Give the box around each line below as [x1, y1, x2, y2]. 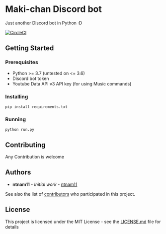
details [5, 224, 19, 230]
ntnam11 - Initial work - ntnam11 [12, 181, 78, 187]
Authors [5, 168, 31, 177]
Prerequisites [5, 59, 38, 66]
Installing [5, 93, 28, 100]
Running [5, 116, 26, 123]
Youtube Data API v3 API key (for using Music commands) [12, 80, 132, 86]
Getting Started [5, 44, 54, 53]
